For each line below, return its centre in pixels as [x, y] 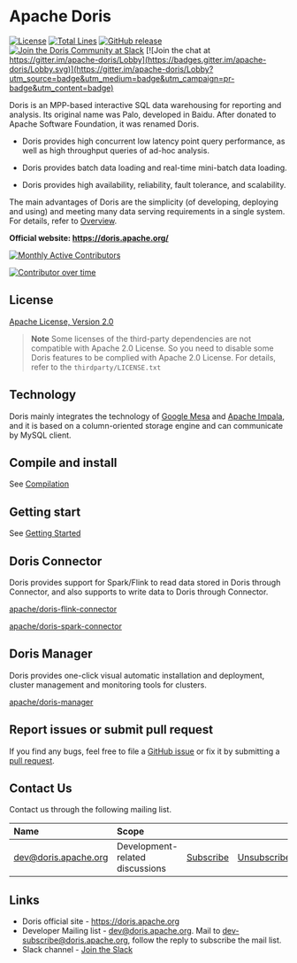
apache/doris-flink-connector [63, 609]
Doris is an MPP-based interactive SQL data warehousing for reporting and [145, 105]
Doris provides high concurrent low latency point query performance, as [153, 141]
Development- [147, 846]
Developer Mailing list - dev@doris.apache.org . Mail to [121, 931]
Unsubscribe [264, 858]
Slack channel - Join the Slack [77, 950]
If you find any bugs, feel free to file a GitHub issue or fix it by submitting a [145, 751]
